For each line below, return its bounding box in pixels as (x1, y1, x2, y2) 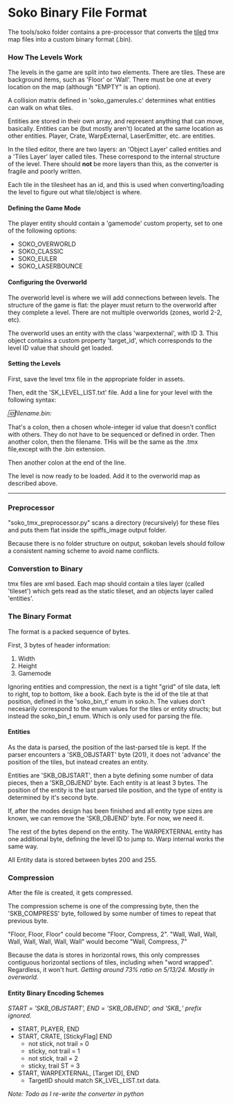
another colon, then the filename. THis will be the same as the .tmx (8, 438, 198, 446)
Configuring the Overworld (8, 278, 87, 287)
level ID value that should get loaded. (8, 343, 113, 352)
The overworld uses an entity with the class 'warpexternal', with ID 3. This (8, 329, 218, 337)
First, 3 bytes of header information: (8, 640, 111, 649)
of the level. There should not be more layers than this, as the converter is (8, 160, 218, 168)
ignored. (8, 1012, 32, 1020)
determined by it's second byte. (8, 793, 99, 801)
